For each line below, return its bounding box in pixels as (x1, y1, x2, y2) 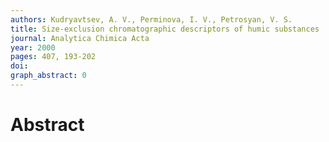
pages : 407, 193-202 (10, 52, 97, 62)
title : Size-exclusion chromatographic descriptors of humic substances (10, 24, 320, 34)
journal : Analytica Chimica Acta (10, 33, 150, 43)
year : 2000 (10, 42, 56, 53)
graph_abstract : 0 (10, 71, 87, 81)
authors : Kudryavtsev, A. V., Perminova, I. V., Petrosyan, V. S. (10, 14, 293, 25)
